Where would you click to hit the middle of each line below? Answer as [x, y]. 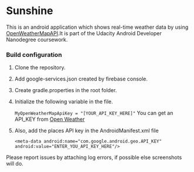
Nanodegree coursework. [37, 39]
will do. [15, 164]
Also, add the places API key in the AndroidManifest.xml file [87, 131]
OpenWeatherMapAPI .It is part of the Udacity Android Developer [84, 33]
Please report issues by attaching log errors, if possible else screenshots [94, 157]
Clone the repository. [40, 68]
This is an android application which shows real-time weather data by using [97, 27]
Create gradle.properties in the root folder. [66, 90]
